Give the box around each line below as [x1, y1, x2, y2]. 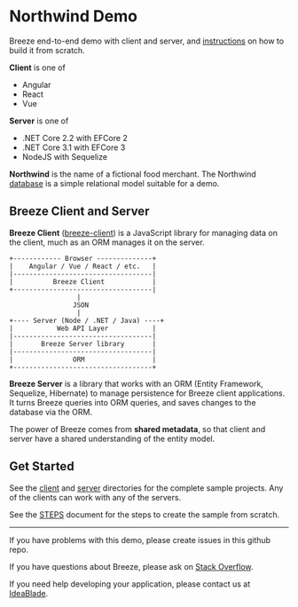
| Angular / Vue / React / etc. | [9, 262, 157, 271]
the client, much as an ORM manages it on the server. [9, 237, 206, 248]
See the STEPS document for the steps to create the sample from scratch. [9, 508, 280, 520]
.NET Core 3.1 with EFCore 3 [21, 142, 126, 153]
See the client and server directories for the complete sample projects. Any [9, 482, 284, 493]
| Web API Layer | [9, 324, 157, 333]
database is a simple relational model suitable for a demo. [9, 177, 220, 188]
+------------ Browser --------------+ [9, 254, 157, 263]
